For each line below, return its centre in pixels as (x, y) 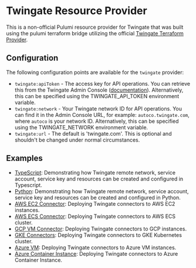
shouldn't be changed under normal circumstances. (77, 140)
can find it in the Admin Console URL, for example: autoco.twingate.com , (102, 115)
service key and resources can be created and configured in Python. (97, 197)
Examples (24, 158)
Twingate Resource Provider (77, 11)
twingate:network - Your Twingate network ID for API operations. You (98, 108)
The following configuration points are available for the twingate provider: (95, 72)
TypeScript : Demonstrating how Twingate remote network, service (95, 172)
